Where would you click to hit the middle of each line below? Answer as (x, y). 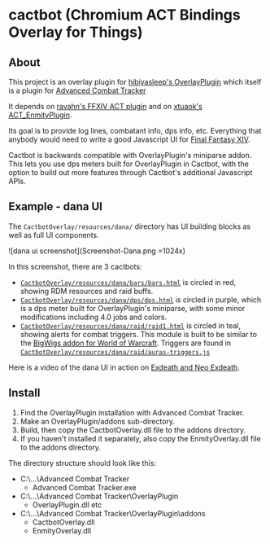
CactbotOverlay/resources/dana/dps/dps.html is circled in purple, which (141, 300)
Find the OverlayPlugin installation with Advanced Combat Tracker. (132, 412)
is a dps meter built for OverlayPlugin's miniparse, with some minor (133, 308)
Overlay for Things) (76, 32)
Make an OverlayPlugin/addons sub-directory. (98, 421)
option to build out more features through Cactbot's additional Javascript (131, 172)
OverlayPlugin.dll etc (67, 505)
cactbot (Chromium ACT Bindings (125, 15)
